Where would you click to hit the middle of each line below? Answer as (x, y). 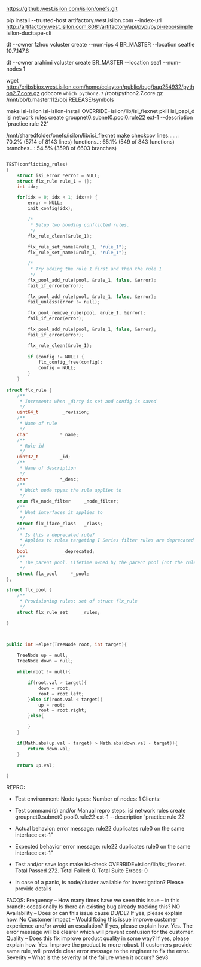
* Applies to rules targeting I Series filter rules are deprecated (107, 540)
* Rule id (32, 446)
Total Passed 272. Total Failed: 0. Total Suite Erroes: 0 (81, 871)
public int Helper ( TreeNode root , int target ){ (67, 644)
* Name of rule (39, 424)
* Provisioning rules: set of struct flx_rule (78, 601)
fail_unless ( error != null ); (64, 302)
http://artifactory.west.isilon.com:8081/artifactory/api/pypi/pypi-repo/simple (100, 27)
